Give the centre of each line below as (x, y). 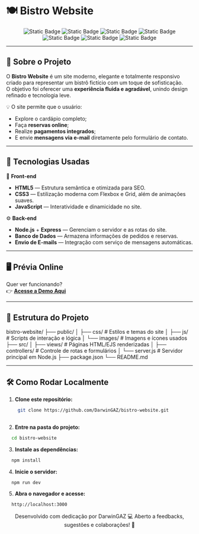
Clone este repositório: (44, 399)
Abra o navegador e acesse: (50, 494)
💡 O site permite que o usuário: (44, 106)
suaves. (24, 200)
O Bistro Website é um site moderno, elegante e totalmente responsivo (93, 76)
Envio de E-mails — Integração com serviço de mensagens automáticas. (104, 242)
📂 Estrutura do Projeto (47, 317)
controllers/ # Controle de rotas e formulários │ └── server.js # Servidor (94, 351)
